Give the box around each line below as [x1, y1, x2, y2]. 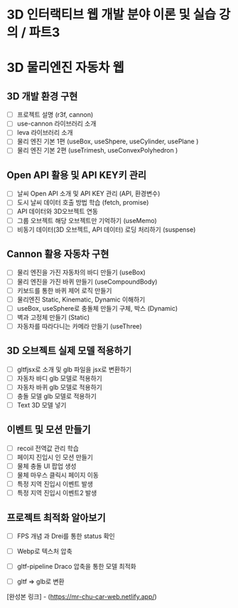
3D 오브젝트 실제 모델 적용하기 [6, 345, 132, 357]
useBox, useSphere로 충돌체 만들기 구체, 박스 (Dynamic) [16, 304, 178, 312]
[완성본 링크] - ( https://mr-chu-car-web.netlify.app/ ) [6, 592, 157, 601]
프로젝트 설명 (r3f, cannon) [16, 110, 94, 119]
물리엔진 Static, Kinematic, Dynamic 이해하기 [16, 295, 146, 304]
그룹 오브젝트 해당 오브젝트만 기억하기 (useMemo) [16, 216, 157, 225]
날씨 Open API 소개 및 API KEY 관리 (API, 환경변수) [16, 190, 161, 198]
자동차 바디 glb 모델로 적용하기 [16, 373, 102, 382]
